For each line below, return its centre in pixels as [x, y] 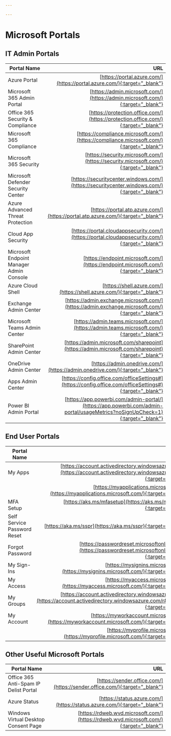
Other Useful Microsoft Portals [55, 654]
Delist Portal [22, 690]
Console [18, 277]
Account [18, 622]
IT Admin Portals [32, 54]
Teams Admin [24, 327]
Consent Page [25, 726]
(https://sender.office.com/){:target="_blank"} [108, 687]
